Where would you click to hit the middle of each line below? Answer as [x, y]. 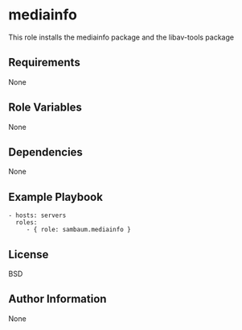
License [29, 255]
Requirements [44, 63]
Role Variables [45, 108]
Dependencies [45, 152]
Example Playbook [55, 196]
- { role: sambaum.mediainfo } [78, 230]
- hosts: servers [37, 215]
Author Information [57, 299]
